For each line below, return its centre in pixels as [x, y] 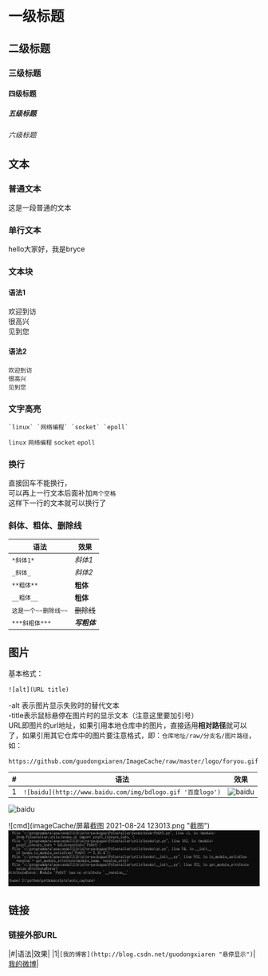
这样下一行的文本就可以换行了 [57, 503]
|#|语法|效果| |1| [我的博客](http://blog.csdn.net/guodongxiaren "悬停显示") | [132, 954]
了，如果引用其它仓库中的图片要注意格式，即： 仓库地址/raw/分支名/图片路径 [128, 735]
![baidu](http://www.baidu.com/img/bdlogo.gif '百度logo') [122, 792]
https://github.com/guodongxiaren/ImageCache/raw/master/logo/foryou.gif [134, 761]
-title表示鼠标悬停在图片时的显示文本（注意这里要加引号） [103, 715]
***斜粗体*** [32, 623]
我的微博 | [24, 964]
